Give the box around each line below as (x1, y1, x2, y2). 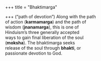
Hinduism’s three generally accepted (5, 30, 80, 35)
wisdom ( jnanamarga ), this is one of (5, 24, 79, 30)
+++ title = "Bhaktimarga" (5, 4, 58, 10)
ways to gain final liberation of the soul (5, 34, 84, 40)
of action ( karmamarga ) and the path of (5, 19, 86, 25)
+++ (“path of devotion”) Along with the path (5, 14, 96, 19)
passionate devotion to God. (5, 50, 63, 56)
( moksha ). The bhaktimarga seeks (5, 40, 75, 46)
